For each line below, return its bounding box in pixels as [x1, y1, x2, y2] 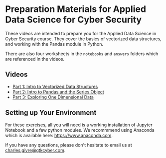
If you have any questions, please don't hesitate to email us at [5, 142, 132, 148]
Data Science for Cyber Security [5, 14, 142, 25]
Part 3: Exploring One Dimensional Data [12, 94, 94, 100]
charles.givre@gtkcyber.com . [5, 147, 66, 153]
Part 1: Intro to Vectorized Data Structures [12, 83, 98, 89]
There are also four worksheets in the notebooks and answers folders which [5, 51, 159, 57]
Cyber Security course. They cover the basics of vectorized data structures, [5, 36, 162, 42]
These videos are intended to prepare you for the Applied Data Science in [5, 30, 157, 36]
